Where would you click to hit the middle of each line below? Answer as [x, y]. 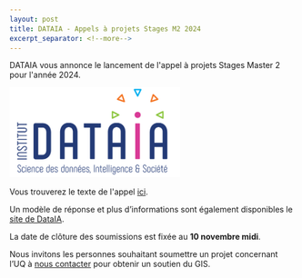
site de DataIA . [37, 219]
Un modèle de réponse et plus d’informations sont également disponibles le [151, 209]
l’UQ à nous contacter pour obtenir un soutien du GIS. [110, 263]
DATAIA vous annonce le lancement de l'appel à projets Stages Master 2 [145, 65]
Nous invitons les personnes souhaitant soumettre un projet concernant [144, 253]
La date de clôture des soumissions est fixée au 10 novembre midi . [135, 236]
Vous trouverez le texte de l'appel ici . [79, 192]
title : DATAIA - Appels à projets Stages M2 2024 [106, 29]
